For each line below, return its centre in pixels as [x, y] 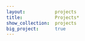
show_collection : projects [42, 23]
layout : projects [42, 12]
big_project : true [36, 29]
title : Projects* [43, 17]
